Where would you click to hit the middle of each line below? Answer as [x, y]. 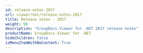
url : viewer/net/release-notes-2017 [44, 15]
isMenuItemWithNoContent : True [38, 43]
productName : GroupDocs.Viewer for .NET [48, 33]
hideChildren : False [27, 38]
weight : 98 [17, 24]
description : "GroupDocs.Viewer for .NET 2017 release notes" [72, 29]
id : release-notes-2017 [30, 10]
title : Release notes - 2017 [36, 19]
